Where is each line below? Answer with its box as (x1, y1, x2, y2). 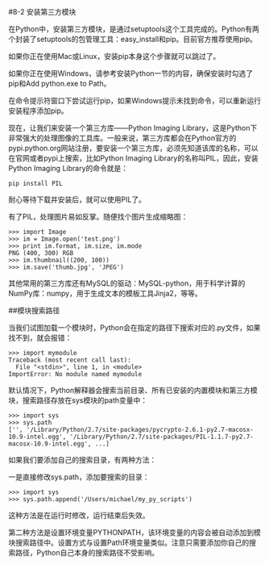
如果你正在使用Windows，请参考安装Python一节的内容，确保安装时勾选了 (8, 69, 254, 78)
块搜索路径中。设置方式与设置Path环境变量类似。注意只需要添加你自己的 (8, 538, 250, 547)
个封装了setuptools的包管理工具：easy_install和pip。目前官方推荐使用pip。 (8, 35, 258, 44)
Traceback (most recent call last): (8, 356, 131, 364)
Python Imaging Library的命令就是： (8, 164, 129, 173)
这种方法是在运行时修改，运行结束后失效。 (8, 511, 150, 520)
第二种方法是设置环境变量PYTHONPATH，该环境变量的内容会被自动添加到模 (8, 528, 262, 537)
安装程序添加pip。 (8, 106, 68, 115)
